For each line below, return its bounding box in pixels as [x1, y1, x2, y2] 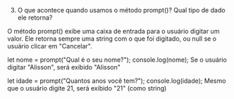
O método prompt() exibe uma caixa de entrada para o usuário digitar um [7, 27, 220, 35]
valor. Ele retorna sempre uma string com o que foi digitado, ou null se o [7, 34, 217, 43]
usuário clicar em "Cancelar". [7, 42, 93, 50]
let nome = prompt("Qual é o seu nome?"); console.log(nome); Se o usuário [7, 55, 227, 64]
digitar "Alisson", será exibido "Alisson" [7, 63, 121, 71]
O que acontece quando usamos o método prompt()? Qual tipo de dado [17, 6, 226, 14]
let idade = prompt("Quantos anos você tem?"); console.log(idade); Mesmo [7, 77, 226, 85]
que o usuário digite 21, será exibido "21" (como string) [7, 84, 167, 92]
